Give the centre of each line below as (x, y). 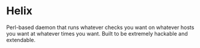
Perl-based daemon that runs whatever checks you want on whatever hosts (100, 27)
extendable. (21, 40)
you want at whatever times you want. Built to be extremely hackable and (97, 33)
